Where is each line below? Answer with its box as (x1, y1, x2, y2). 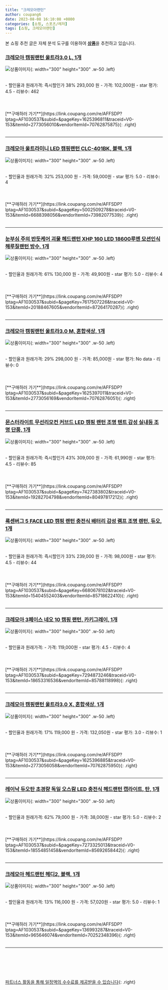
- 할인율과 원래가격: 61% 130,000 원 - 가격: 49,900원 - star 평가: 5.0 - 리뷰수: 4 (5, 271, 163, 277)
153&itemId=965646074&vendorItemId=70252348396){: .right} (5, 932, 136, 938)
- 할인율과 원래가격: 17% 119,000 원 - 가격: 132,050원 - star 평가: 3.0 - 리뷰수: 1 (5, 729, 162, 735)
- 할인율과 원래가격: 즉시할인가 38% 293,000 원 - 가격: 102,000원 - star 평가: (5, 82, 158, 88)
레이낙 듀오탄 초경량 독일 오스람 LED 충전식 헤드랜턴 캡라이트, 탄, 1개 (5, 786, 160, 793)
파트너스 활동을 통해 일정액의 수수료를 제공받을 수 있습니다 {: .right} (5, 979, 136, 985)
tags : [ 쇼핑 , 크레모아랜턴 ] (5, 26, 55, 31)
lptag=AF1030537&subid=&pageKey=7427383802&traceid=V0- (5, 488, 136, 494)
